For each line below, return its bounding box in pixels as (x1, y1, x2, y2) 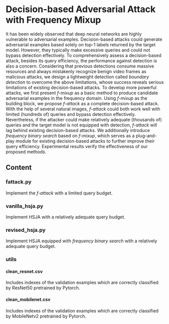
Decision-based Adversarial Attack (6, 4, 156, 15)
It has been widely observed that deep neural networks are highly (6, 31, 142, 37)
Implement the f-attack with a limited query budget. (6, 190, 113, 196)
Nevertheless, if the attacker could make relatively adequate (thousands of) (6, 116, 162, 122)
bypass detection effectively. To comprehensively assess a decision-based (6, 52, 161, 58)
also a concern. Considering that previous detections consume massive (6, 63, 154, 69)
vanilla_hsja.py (6, 203, 44, 210)
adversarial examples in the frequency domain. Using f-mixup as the (6, 95, 147, 101)
